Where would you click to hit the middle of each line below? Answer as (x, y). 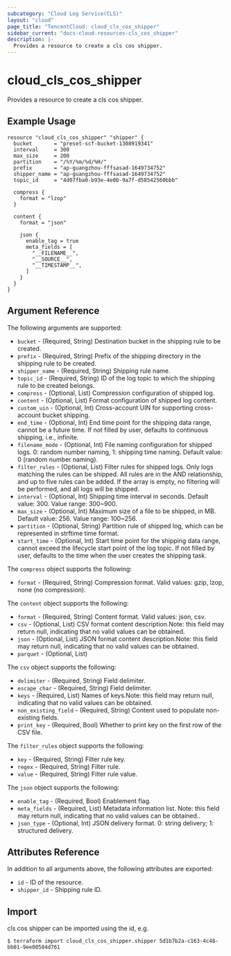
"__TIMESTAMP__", (57, 265)
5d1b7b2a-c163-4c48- (189, 941)
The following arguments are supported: (65, 327)
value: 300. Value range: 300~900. (67, 503)
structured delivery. (45, 830)
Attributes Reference (53, 852)
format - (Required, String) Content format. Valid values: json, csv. (112, 617)
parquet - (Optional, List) (52, 654)
